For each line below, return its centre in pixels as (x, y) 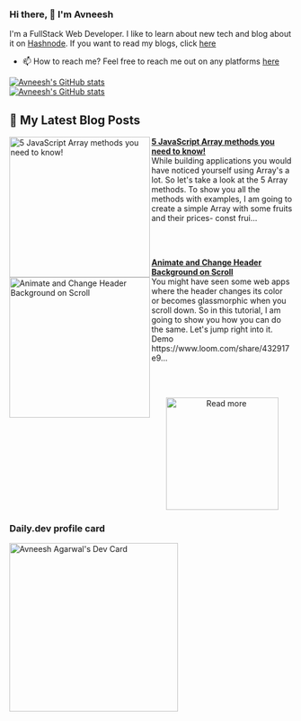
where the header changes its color (217, 291)
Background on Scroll (192, 272)
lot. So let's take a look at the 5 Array (220, 180)
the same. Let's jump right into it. (212, 329)
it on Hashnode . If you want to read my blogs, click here (113, 43)
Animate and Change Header (207, 263)
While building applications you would (221, 161)
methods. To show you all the (206, 190)
